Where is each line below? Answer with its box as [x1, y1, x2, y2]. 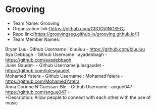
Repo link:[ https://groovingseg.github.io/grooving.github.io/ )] [12, 31, 140, 37]
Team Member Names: [12, 36, 61, 42]
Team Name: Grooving [12, 20, 60, 26]
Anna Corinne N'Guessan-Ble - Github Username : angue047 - [5, 83, 136, 89]
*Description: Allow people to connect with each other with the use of [5, 94, 151, 100]
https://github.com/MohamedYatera [5, 78, 80, 84]
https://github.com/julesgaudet [5, 67, 70, 74]
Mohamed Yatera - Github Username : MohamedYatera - [5, 73, 123, 79]
